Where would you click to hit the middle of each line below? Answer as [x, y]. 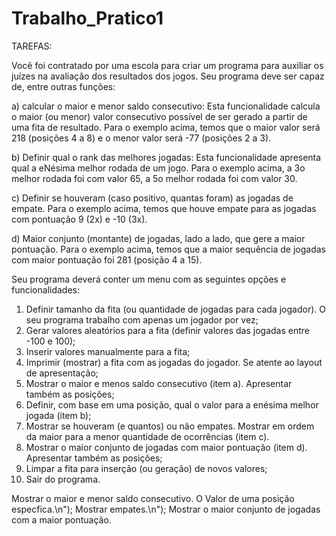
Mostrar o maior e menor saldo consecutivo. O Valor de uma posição [153, 498]
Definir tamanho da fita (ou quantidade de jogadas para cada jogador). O [175, 309]
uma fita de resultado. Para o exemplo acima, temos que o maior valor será [166, 127]
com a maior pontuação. [61, 519]
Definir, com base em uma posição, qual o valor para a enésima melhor [172, 404]
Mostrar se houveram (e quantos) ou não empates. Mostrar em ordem [170, 426]
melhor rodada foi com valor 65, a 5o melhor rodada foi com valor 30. [154, 178]
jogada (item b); [58, 415]
